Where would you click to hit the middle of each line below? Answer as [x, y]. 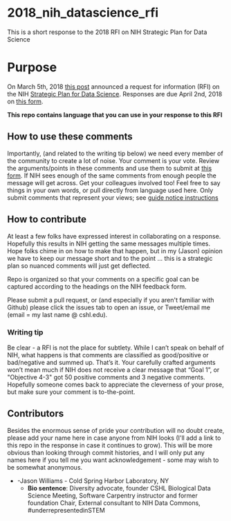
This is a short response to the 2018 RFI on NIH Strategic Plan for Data [107, 32]
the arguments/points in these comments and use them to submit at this [110, 168]
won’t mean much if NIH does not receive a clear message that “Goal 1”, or [113, 370]
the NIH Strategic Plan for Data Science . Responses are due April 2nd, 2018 [115, 94]
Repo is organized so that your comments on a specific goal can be [103, 279]
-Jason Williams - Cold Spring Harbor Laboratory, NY [93, 481]
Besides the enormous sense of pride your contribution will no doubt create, [116, 430]
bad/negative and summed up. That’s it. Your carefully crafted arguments [111, 362]
